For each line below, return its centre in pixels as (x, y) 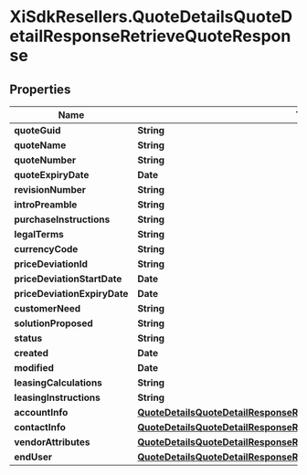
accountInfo (41, 412)
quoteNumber (45, 160)
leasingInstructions (57, 397)
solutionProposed (53, 323)
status (28, 338)
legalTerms (39, 234)
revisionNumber (50, 190)
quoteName (40, 145)
